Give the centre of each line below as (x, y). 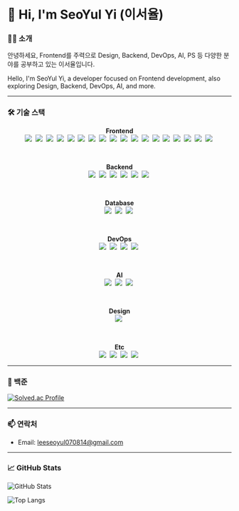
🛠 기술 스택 (26, 112)
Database (119, 203)
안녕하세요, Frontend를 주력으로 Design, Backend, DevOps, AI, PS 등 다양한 (115, 56)
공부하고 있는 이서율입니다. (58, 64)
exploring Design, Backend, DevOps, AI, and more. (82, 86)
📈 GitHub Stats (34, 468)
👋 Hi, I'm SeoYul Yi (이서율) (85, 15)
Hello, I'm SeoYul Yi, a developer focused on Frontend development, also (114, 78)
